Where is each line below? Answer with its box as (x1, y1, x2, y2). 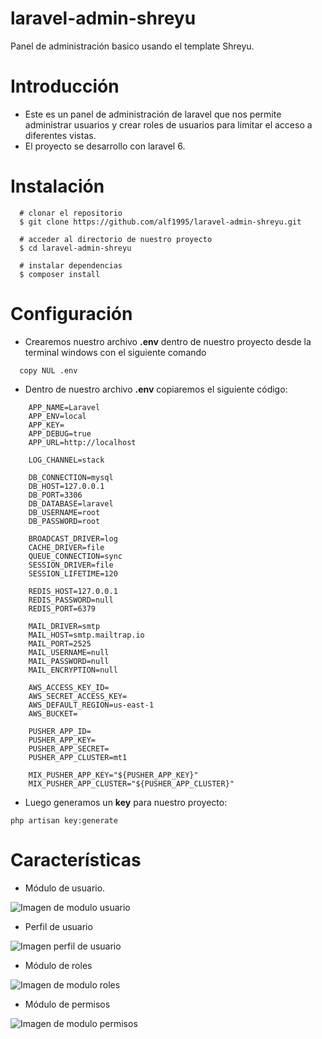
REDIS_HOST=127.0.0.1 (28, 586, 118, 596)
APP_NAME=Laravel (28, 402, 101, 412)
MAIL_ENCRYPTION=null (28, 665, 118, 675)
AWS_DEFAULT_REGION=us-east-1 (28, 700, 155, 710)
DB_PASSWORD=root (28, 516, 101, 526)
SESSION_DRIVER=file (28, 560, 114, 570)
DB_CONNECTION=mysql (28, 472, 114, 482)
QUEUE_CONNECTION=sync (28, 551, 123, 561)
